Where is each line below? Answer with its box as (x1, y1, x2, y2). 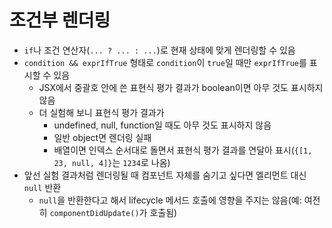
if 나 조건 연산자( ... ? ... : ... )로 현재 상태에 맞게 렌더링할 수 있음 (23, 44, 296, 56)
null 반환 (23, 181, 62, 193)
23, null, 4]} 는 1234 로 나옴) (53, 156, 171, 168)
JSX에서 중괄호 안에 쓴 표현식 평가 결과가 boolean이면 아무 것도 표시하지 (38, 81, 324, 93)
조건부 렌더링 (9, 9, 111, 32)
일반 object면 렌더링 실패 (53, 131, 152, 143)
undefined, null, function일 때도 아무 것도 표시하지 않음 (53, 119, 272, 131)
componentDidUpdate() (49, 208, 140, 218)
